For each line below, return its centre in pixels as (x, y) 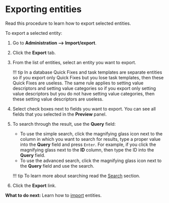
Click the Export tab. (34, 53)
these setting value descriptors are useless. (58, 99)
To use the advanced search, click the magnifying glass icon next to (91, 161)
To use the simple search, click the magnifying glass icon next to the (91, 134)
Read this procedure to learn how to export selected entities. (68, 23)
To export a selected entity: (34, 33)
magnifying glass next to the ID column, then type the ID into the (87, 149)
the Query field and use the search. (57, 166)
